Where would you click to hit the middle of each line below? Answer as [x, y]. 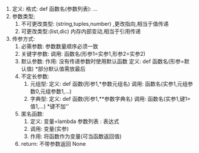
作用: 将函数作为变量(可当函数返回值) [76, 136]
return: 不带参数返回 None [53, 144]
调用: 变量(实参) [49, 129]
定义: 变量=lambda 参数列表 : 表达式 [74, 121]
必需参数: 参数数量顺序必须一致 [59, 46]
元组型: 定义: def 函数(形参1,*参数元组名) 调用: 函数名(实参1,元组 [109, 84]
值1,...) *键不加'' [49, 106]
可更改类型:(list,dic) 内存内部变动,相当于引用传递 [81, 31]
